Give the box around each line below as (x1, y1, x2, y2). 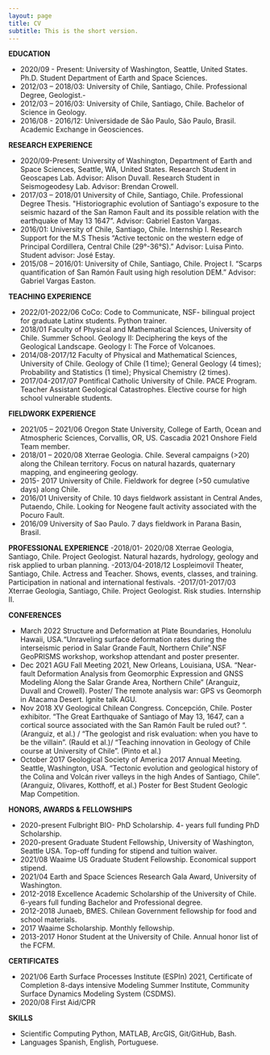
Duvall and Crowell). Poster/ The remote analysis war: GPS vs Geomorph (19, 686, 262, 696)
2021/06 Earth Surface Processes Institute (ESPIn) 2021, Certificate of (19, 972, 253, 981)
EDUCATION (8, 49, 51, 59)
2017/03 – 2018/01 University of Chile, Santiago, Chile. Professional (19, 191, 243, 200)
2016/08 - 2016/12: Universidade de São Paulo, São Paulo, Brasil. (19, 116, 236, 126)
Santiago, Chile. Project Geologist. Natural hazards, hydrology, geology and (8, 552, 260, 561)
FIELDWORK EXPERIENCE (8, 409, 97, 418)
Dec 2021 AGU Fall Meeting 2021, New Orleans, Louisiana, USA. (19, 660, 233, 670)
